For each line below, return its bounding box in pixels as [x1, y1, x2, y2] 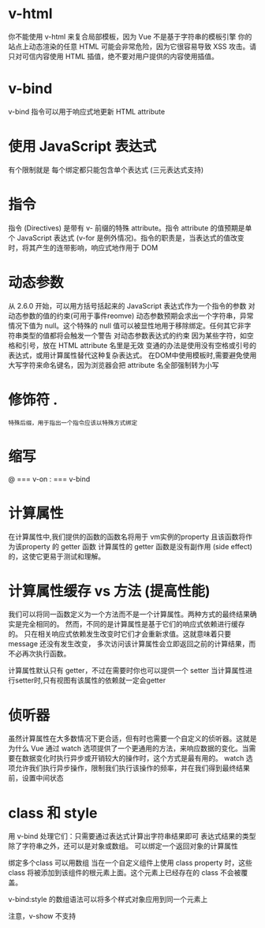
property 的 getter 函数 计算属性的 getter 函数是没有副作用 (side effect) [21, 541, 252, 551]
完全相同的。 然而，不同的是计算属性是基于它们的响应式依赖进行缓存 [21, 619, 245, 629]
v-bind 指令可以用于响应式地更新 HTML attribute [8, 107, 166, 116]
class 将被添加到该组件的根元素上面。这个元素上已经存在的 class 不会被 [8, 868, 241, 877]
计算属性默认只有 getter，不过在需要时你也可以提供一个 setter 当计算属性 [8, 666, 246, 675]
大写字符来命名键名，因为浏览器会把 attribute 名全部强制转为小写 [8, 360, 219, 369]
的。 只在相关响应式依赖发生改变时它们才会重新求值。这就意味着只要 [8, 629, 231, 639]
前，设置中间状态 [8, 773, 64, 783]
